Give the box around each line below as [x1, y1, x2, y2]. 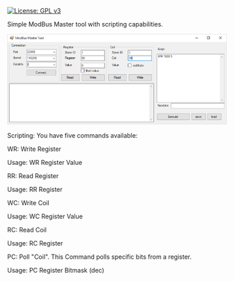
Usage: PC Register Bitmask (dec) [7, 266, 104, 275]
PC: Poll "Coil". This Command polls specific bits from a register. [7, 252, 192, 261]
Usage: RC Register [7, 239, 63, 248]
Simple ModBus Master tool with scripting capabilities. [7, 20, 164, 28]
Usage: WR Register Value [7, 159, 82, 167]
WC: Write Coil [7, 199, 50, 207]
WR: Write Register [7, 145, 61, 153]
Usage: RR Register [7, 185, 63, 194]
